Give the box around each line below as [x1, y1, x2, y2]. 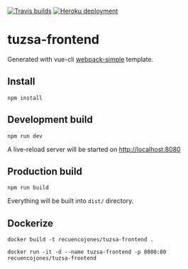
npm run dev [7, 132, 43, 140]
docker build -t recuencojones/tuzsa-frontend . [7, 236, 154, 243]
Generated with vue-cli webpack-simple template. [7, 55, 154, 63]
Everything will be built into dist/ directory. [7, 197, 134, 205]
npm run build [7, 185, 50, 192]
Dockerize [7, 217, 54, 229]
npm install [7, 94, 43, 101]
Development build [7, 114, 94, 126]
